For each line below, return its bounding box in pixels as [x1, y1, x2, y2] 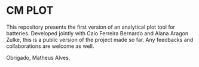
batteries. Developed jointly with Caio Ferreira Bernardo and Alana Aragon [6, 29, 189, 36]
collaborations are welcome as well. [6, 42, 94, 50]
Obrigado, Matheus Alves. [6, 54, 71, 61]
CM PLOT [6, 4, 54, 17]
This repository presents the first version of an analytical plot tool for [6, 23, 175, 31]
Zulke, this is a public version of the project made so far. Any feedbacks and [6, 36, 194, 43]
